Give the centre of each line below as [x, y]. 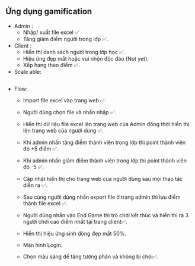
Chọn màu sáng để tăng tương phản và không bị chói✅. [91, 256]
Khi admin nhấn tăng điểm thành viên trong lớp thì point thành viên [104, 143]
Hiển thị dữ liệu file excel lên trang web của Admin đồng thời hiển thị [106, 124]
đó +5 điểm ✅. [41, 149]
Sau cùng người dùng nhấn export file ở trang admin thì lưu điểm [102, 197]
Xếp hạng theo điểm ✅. [52, 65]
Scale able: [28, 71]
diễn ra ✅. [35, 185]
